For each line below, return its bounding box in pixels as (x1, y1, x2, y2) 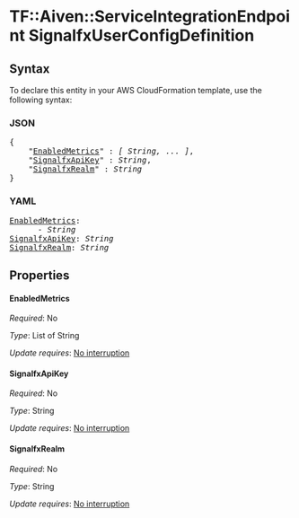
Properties (9, 268, 70, 283)
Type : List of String (9, 330, 80, 341)
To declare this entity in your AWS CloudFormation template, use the (9, 85, 262, 95)
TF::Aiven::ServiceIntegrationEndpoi (9, 6, 290, 27)
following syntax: (9, 94, 73, 105)
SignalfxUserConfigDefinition (28, 25, 255, 46)
